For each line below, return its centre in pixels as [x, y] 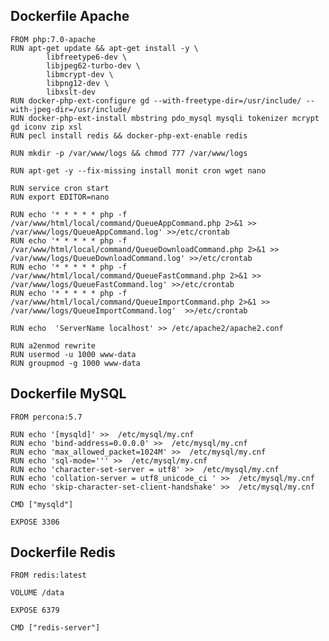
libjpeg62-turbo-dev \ [93, 65]
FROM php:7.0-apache [53, 39]
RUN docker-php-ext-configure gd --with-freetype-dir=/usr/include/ [156, 100]
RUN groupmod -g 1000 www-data [75, 363]
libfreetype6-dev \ [87, 57]
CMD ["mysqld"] [42, 504]
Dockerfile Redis [63, 552]
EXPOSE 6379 [35, 610]
